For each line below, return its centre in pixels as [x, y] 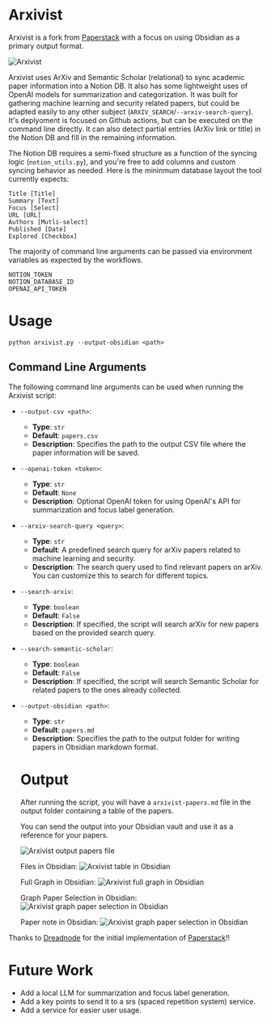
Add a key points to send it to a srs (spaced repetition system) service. [138, 1001]
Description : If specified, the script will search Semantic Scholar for [145, 681]
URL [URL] [25, 215]
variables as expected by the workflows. [76, 260]
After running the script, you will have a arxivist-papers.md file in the [135, 802]
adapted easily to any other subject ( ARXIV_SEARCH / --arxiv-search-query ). [131, 112]
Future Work [51, 970]
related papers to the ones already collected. [107, 690]
